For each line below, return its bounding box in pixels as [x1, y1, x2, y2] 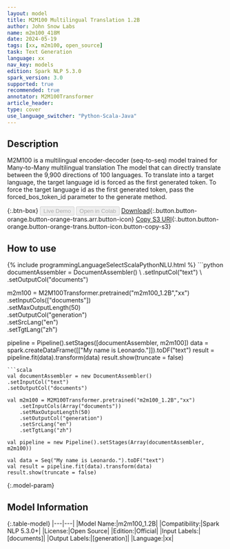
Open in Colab [79, 207, 116, 215]
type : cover [7, 106, 41, 113]
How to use [7, 242, 56, 254]
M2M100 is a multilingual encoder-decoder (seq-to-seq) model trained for [7, 156, 218, 165]
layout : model [7, 10, 48, 17]
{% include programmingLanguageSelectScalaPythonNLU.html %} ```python [7, 261, 224, 269]
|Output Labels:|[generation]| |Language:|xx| [47, 535, 174, 543]
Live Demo [43, 207, 71, 215]
